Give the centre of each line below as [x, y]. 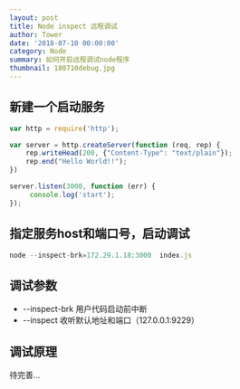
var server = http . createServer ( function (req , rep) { [115, 145]
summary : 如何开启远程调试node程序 [69, 60]
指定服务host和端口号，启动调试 [100, 234]
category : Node [38, 52]
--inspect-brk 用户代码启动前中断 [85, 309]
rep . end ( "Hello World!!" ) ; [77, 162]
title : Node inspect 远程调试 [63, 26]
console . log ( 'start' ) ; [72, 194]
